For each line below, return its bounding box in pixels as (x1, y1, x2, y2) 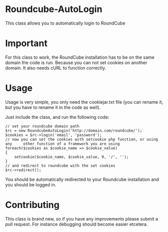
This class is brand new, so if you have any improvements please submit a (5, 215, 158, 221)
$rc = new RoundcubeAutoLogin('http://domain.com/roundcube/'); (5, 128, 142, 133)
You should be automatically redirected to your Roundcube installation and (5, 176, 159, 182)
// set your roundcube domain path (5, 124, 80, 129)
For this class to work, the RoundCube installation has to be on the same (5, 54, 154, 60)
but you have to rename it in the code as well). (5, 104, 101, 110)
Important (5, 38, 48, 49)
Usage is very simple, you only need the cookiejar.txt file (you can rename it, (5, 99, 163, 105)
